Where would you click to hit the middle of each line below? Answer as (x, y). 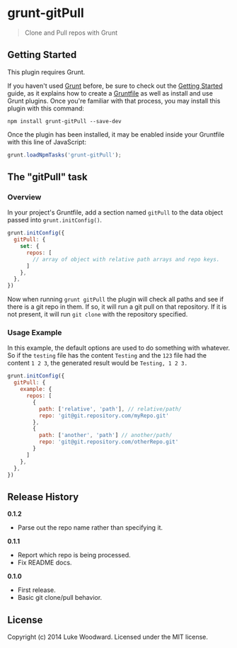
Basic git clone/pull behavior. (60, 598)
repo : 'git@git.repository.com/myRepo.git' (104, 416)
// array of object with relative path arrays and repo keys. (126, 259)
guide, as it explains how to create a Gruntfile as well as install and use (110, 93)
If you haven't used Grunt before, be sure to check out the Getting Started (115, 86)
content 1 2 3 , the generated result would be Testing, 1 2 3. (98, 363)
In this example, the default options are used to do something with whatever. (119, 348)
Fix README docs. (45, 563)
